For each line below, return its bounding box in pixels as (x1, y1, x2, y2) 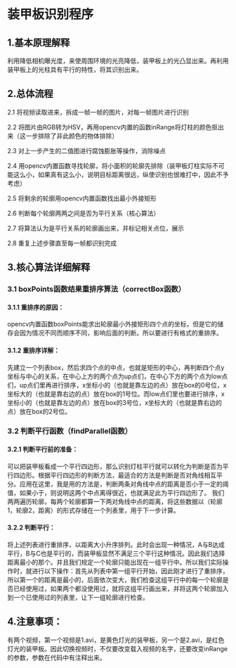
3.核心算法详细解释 (7, 262, 91, 274)
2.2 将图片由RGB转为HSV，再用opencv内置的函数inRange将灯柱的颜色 (7, 122, 212, 131)
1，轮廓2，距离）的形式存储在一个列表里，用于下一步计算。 (7, 506, 181, 514)
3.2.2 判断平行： (7, 523, 56, 532)
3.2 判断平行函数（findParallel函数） (7, 426, 132, 436)
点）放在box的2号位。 (7, 407, 72, 416)
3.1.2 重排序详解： (7, 346, 60, 354)
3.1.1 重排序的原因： (7, 303, 65, 311)
